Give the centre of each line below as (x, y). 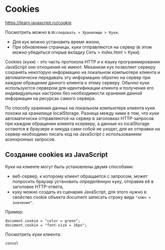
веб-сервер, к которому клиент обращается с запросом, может (80, 176)
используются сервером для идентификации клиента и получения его (80, 88)
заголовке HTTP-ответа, (38, 187)
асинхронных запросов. (30, 139)
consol (12, 243)
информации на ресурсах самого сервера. (50, 98)
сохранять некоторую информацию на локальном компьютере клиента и (83, 72)
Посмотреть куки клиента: (33, 234)
